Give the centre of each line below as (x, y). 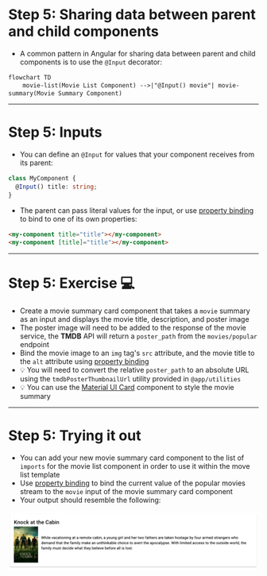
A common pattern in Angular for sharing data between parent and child (137, 53)
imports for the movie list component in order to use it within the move (135, 466)
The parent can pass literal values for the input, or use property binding (137, 210)
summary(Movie (32, 93)
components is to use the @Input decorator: (91, 62)
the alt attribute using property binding (84, 361)
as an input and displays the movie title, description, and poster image (134, 319)
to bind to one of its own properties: (78, 218)
